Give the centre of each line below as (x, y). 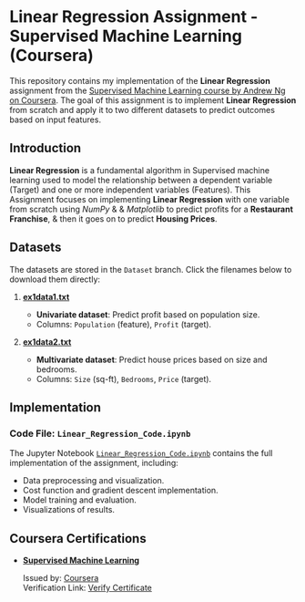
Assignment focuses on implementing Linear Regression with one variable (149, 199)
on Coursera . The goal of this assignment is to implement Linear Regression (153, 100)
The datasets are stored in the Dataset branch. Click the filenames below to (151, 269)
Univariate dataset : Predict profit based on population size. (148, 314)
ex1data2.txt (47, 342)
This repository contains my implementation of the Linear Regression (140, 80)
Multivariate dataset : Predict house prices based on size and (152, 359)
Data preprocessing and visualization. (93, 481)
